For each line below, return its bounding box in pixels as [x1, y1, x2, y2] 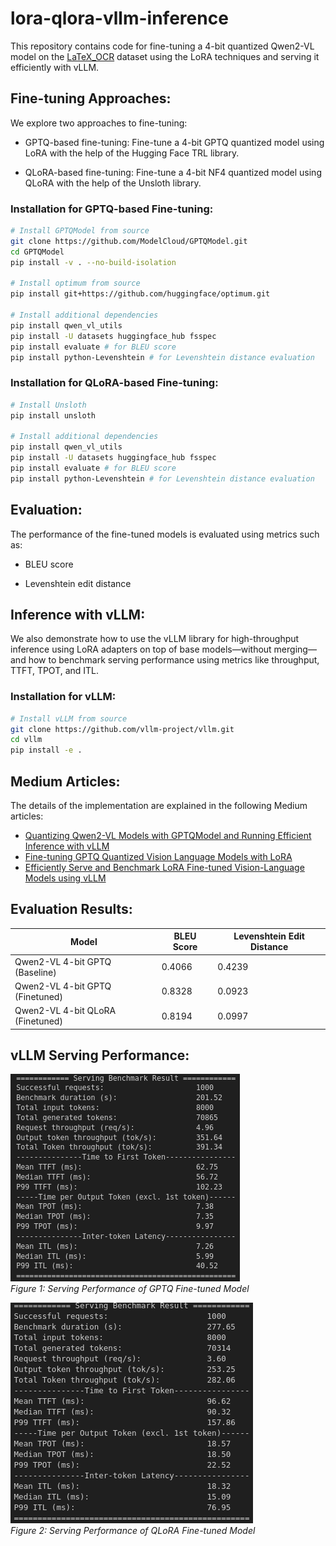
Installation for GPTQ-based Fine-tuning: [10, 202, 214, 216]
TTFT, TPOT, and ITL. [10, 665, 100, 677]
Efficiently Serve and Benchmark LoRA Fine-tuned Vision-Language [24, 861, 305, 873]
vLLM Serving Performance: [10, 1047, 190, 1064]
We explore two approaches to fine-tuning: [10, 117, 188, 129]
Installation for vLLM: [10, 690, 117, 704]
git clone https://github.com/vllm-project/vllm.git [10, 724, 235, 734]
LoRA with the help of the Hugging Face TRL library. [24, 147, 240, 159]
